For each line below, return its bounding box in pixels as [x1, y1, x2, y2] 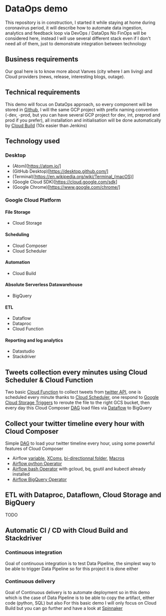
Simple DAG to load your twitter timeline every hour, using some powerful [5, 440, 155, 446]
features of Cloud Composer [5, 446, 63, 452]
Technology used [5, 136, 60, 145]
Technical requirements [5, 88, 80, 97]
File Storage [5, 209, 31, 215]
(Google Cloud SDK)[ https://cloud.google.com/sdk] [12, 179, 117, 185]
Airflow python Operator [12, 461, 62, 467]
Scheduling [5, 231, 30, 237]
